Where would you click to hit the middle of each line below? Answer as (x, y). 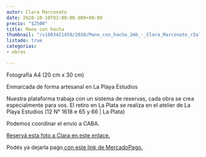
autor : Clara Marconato (37, 12)
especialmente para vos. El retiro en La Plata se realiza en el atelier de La (99, 105)
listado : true (25, 40)
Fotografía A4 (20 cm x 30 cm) (45, 75)
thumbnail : (20, 35)
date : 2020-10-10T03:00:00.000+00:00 (55, 18)
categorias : (21, 47)
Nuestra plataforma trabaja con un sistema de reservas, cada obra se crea (100, 98)
